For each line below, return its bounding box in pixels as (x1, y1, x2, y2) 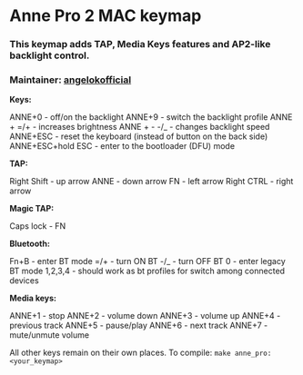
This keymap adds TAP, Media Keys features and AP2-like (9, 38, 271, 51)
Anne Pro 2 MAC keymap (9, 5, 202, 26)
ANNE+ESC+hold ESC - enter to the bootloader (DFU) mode (9, 141, 235, 152)
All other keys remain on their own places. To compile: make (9, 347, 231, 359)
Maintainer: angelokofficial (9, 74, 132, 86)
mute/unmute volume (9, 330, 89, 340)
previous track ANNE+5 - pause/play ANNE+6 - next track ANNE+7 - (9, 320, 268, 331)
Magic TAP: (9, 203, 55, 214)
